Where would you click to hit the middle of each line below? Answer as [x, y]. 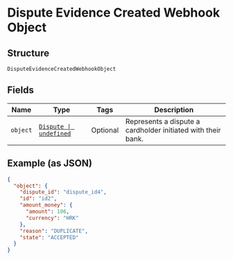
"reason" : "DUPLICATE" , [54, 231]
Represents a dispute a [163, 121]
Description [174, 110]
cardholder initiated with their [173, 130]
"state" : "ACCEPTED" [49, 237]
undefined [55, 133]
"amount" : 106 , [48, 211]
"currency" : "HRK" [52, 218]
